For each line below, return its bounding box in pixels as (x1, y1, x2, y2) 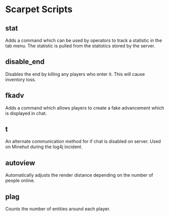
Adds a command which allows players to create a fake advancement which (5, 104, 164, 111)
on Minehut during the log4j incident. (5, 144, 83, 150)
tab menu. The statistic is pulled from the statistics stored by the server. (5, 43, 156, 49)
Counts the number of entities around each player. (5, 206, 111, 212)
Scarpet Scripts (5, 4, 73, 15)
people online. (5, 177, 36, 184)
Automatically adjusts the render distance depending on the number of (5, 172, 153, 178)
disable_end (5, 58, 45, 66)
